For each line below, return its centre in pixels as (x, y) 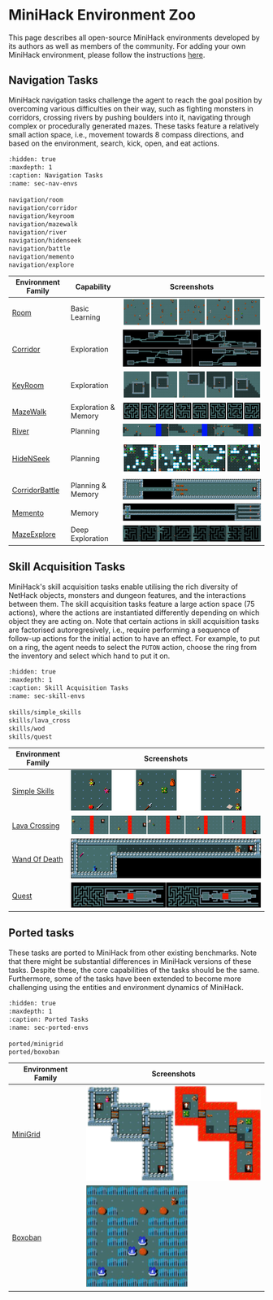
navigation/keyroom (41, 216)
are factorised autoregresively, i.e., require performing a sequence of (124, 630)
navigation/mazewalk (43, 224)
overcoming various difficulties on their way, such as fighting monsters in (131, 108)
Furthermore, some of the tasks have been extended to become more (125, 979)
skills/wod (27, 729)
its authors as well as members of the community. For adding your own (127, 46)
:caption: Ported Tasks (49, 1019)
